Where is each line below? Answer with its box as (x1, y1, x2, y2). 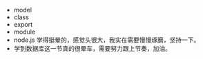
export (13, 21, 33, 28)
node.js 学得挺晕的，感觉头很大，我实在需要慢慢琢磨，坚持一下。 (13, 36, 200, 44)
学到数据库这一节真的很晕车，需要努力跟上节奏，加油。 (13, 45, 171, 52)
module (13, 27, 36, 36)
